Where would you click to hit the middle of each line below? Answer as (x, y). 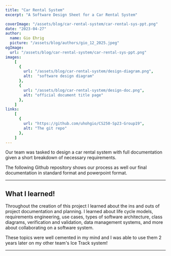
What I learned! (30, 194)
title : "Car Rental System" (35, 10)
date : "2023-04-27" (26, 29)
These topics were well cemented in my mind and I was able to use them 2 (83, 238)
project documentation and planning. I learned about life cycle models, (79, 212)
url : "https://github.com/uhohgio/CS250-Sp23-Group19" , (84, 123)
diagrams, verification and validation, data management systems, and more (84, 222)
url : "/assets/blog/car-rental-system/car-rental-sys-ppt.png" (78, 52)
